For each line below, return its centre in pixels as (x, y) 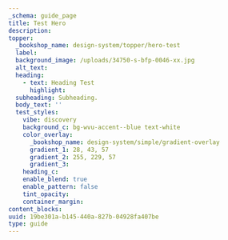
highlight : (48, 90)
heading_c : (41, 172)
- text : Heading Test (58, 82)
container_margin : (53, 202)
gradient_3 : (49, 165)
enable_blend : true (55, 180)
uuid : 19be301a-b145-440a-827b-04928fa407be (84, 217)
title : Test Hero (37, 23)
